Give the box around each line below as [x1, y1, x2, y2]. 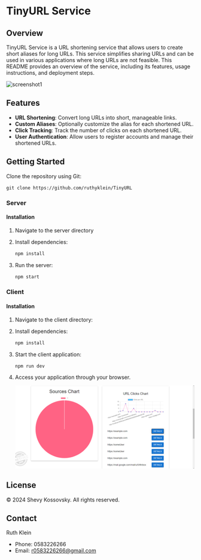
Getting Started [6, 157, 65, 167]
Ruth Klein [6, 529, 32, 536]
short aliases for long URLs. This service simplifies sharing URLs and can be [6, 50, 194, 57]
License [6, 480, 36, 491]
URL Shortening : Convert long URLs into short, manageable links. [14, 114, 177, 121]
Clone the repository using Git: [6, 172, 82, 180]
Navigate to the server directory [14, 227, 94, 234]
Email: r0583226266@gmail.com [14, 547, 97, 554]
